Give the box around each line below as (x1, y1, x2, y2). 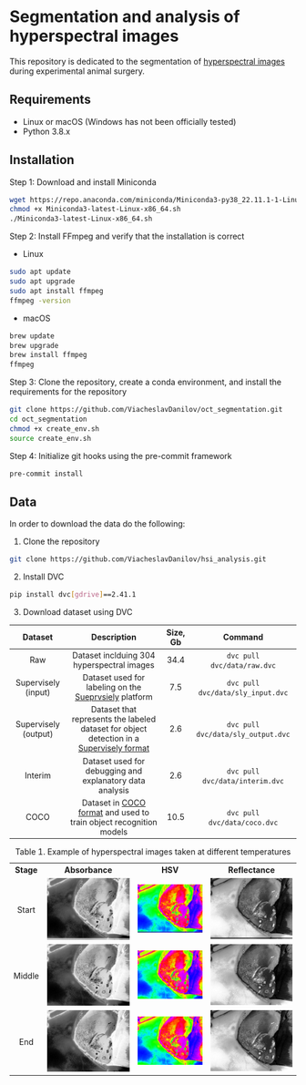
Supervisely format (77, 742, 150, 753)
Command (222, 631, 264, 643)
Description (90, 631, 137, 643)
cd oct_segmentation (9, 415, 88, 425)
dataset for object (80, 723, 148, 734)
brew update (9, 331, 55, 341)
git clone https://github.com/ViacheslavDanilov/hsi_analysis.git (9, 555, 267, 564)
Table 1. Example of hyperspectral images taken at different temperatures (15, 846, 291, 857)
